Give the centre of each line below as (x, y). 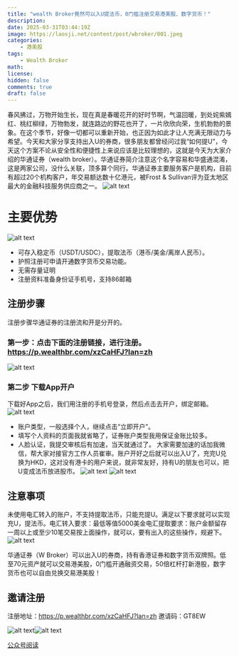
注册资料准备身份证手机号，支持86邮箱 (75, 280)
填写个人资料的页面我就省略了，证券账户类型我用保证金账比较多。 (114, 436)
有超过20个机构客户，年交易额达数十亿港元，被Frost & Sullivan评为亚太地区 (118, 177)
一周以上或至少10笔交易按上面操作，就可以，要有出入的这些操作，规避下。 (117, 533)
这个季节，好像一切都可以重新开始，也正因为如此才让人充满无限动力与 (129, 133)
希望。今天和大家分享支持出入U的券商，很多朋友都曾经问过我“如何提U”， (115, 142)
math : (15, 67)
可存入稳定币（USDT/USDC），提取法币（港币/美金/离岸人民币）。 (113, 252)
